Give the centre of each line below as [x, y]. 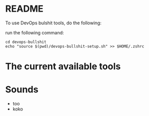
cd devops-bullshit [26, 42]
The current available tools [63, 67]
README [24, 9]
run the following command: [35, 32]
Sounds [22, 90]
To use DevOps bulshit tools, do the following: [53, 23]
